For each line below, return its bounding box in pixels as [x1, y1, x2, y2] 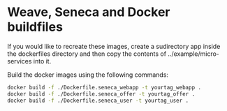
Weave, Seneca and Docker [7, 4, 170, 20]
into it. [33, 57, 52, 65]
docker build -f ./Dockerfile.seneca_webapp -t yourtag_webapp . [7, 84, 201, 91]
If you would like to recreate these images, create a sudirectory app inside [7, 42, 221, 50]
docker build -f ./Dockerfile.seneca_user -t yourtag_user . [7, 97, 189, 104]
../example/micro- [167, 50, 220, 58]
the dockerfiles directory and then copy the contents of [7, 50, 166, 58]
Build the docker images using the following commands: [7, 71, 169, 79]
